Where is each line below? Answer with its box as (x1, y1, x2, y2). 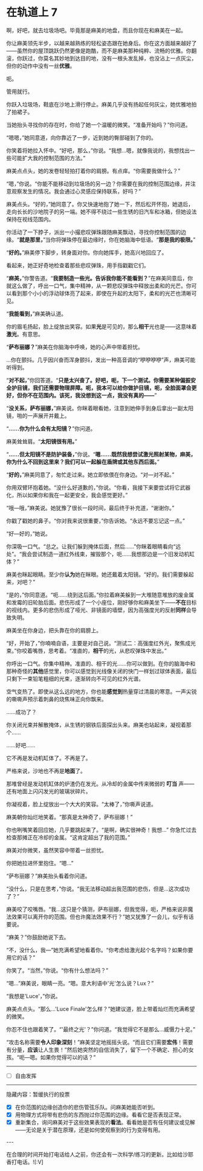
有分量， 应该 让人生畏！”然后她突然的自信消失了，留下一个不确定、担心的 (6, 1046, 189, 1053)
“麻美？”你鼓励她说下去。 (6, 933, 69, 941)
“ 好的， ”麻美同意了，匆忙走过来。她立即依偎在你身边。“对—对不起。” (6, 471, 175, 478)
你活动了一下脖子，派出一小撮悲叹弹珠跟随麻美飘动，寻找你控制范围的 (6, 228, 181, 236)
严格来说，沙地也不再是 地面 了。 (6, 767, 86, 774)
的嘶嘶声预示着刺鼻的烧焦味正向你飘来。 (6, 695, 107, 702)
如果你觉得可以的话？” (40, 1053, 96, 1061)
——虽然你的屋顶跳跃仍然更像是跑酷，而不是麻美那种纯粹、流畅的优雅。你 (6, 47, 192, 54)
